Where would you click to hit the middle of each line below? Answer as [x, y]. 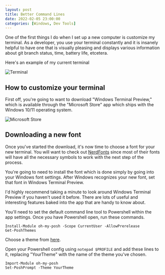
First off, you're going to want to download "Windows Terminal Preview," [79, 99]
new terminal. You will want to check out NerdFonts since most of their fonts [82, 152]
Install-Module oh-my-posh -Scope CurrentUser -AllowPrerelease [72, 226]
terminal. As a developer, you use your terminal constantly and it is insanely [82, 43]
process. [14, 162]
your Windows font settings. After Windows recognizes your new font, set [80, 177]
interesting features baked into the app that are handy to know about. [75, 202]
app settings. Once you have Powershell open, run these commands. [75, 217]
